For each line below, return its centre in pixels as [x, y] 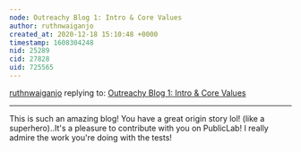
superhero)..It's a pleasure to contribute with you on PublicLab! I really [139, 128]
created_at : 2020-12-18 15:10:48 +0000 [84, 34]
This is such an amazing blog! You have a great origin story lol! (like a [137, 118]
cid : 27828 [30, 59]
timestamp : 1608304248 [52, 42]
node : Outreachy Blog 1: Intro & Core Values [95, 17]
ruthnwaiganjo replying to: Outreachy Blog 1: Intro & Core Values [128, 93]
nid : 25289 [30, 51]
